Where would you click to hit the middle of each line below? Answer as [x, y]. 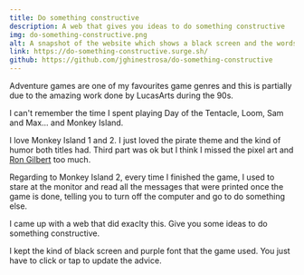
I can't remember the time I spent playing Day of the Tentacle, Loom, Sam [147, 113]
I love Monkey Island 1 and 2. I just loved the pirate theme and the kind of [145, 140]
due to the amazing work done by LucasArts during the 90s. [121, 95]
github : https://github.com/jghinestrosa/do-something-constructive [141, 60]
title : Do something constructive [75, 18]
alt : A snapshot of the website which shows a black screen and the [141, 43]
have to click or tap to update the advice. [85, 260]
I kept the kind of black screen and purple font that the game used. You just [150, 251]
